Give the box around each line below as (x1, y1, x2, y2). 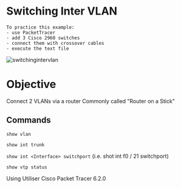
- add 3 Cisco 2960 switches (6, 35, 80, 41)
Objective (6, 78, 56, 92)
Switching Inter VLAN (6, 4, 117, 18)
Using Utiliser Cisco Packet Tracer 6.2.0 (6, 175, 106, 182)
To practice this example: (6, 24, 75, 30)
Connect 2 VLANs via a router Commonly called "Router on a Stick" (6, 97, 175, 104)
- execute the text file (6, 45, 69, 52)
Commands (6, 115, 52, 126)
